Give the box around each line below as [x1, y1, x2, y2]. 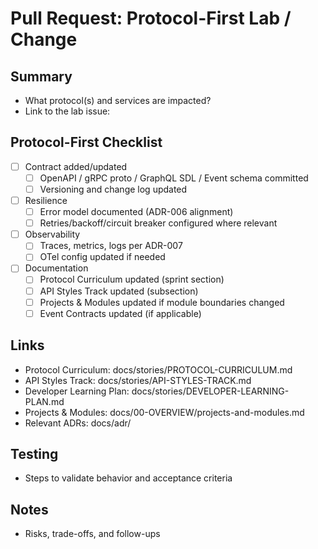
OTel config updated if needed [39, 251, 166, 263]
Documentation [24, 262, 89, 274]
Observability [24, 228, 81, 241]
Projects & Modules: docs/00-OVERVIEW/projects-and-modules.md [24, 406, 305, 418]
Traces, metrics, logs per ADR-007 [39, 240, 183, 252]
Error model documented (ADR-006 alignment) [39, 206, 234, 218]
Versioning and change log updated [39, 183, 188, 195]
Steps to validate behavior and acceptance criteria [24, 472, 233, 484]
